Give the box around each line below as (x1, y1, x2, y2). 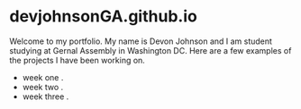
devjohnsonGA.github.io (9, 6, 198, 27)
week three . (22, 91, 69, 102)
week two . (22, 81, 64, 92)
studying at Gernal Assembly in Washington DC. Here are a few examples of (9, 45, 292, 55)
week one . (22, 71, 64, 82)
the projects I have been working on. (9, 54, 146, 65)
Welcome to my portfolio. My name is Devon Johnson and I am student (9, 36, 273, 46)
